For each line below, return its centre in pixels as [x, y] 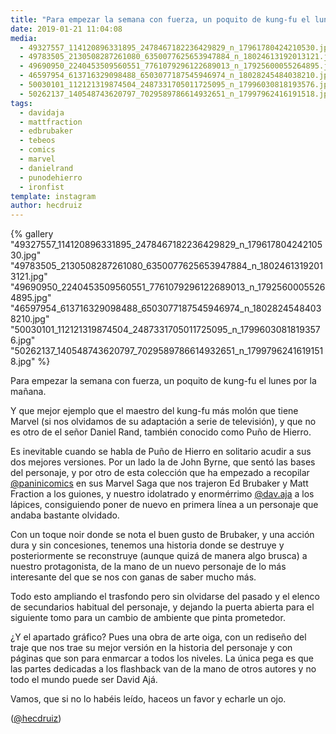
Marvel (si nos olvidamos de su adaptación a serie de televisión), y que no [163, 422]
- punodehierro [51, 177]
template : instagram [53, 196]
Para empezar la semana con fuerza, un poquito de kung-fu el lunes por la [163, 381]
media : [24, 38]
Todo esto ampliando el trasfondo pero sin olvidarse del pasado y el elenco [165, 597]
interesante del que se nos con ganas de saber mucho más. [133, 577]
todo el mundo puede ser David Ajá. [84, 680]
